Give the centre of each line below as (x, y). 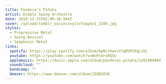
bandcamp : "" (23, 70)
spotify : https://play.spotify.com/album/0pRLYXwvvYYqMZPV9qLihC (79, 51)
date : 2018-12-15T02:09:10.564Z (39, 19)
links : (12, 46)
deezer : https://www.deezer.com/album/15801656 (60, 74)
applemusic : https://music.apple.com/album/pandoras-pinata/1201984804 (85, 60)
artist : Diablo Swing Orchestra (39, 14)
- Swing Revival (26, 38)
